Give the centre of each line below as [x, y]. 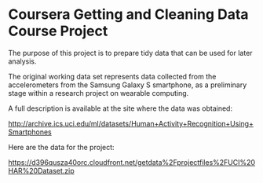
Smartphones [30, 132]
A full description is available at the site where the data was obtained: [121, 108]
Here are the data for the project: [62, 147]
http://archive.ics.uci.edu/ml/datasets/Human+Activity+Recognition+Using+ [131, 123]
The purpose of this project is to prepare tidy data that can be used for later [130, 53]
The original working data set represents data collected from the [112, 76]
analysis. [22, 61]
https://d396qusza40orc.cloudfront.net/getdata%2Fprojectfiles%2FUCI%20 [132, 162]
